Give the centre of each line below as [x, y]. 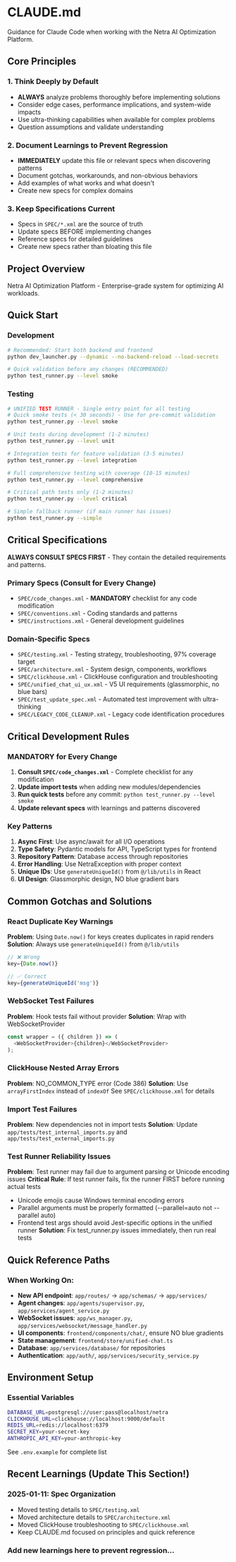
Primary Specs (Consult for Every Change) [82, 582]
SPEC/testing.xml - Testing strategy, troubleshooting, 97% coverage [117, 654]
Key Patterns [30, 826]
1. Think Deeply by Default [53, 82]
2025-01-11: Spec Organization [62, 1494]
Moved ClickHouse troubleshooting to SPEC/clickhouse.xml [103, 1525]
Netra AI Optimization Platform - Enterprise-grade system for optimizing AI [116, 286]
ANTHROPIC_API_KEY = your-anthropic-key [64, 1439]
